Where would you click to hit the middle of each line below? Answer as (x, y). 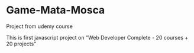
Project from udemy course (39, 26)
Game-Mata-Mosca (56, 10)
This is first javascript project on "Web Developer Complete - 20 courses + (97, 37)
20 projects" (21, 44)
